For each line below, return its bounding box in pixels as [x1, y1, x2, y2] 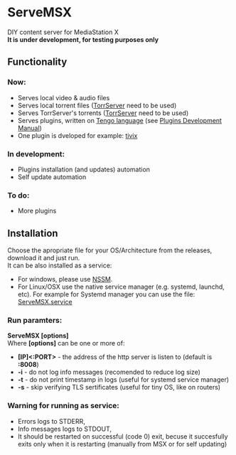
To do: [7, 190, 30, 200]
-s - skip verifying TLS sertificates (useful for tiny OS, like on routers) [17, 383, 221, 392]
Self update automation [17, 172, 87, 181]
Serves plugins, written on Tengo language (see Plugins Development [17, 116, 222, 124]
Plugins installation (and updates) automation [17, 165, 151, 173]
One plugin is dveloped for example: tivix [17, 131, 138, 139]
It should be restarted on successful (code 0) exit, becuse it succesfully [17, 432, 229, 441]
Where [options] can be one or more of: [7, 339, 125, 348]
